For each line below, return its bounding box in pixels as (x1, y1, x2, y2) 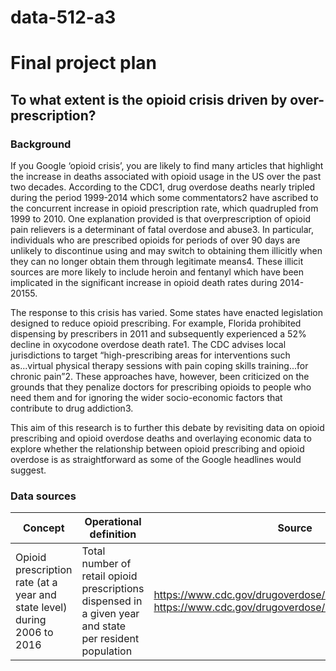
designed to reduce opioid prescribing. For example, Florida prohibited (10, 317, 302, 330)
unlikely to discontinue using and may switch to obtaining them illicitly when (10, 245, 323, 257)
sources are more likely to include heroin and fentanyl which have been (10, 266, 305, 278)
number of (81, 557, 132, 571)
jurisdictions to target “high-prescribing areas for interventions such (10, 349, 291, 361)
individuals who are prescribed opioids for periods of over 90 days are (10, 234, 301, 246)
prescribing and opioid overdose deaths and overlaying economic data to (10, 432, 312, 445)
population (81, 644, 133, 658)
